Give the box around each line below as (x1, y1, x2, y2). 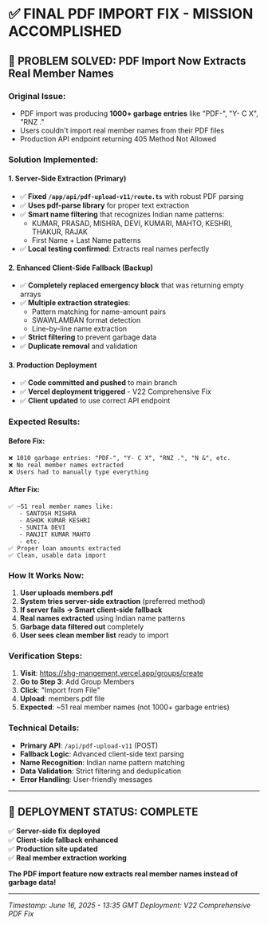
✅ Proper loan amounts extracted (8, 544, 121, 552)
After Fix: (8, 485, 40, 494)
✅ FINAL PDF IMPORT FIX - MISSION (8, 5, 254, 23)
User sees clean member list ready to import (19, 630, 169, 640)
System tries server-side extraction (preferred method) (19, 597, 206, 606)
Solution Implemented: (8, 153, 99, 165)
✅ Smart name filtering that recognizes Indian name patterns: (19, 209, 225, 219)
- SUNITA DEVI (18, 523, 66, 531)
